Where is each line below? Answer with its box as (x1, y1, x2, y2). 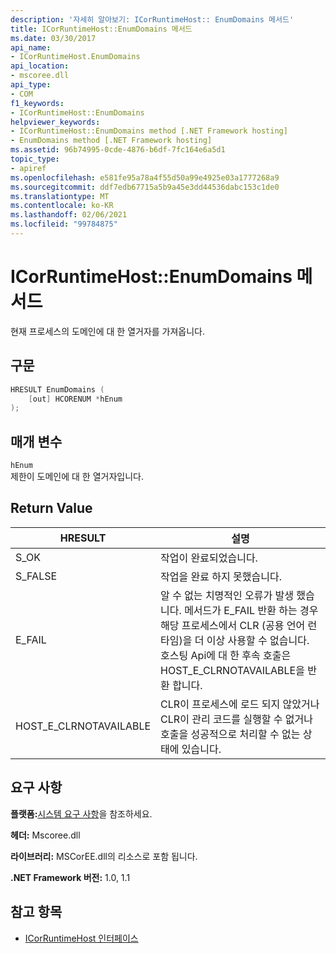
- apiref (10, 163, 47, 173)
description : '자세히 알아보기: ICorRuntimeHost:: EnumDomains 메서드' (10, 14, 295, 25)
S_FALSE (15, 569, 58, 583)
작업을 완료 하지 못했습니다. (160, 569, 282, 583)
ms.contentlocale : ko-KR (10, 201, 114, 211)
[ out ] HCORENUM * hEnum (28, 394, 123, 404)
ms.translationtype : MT (10, 191, 110, 201)
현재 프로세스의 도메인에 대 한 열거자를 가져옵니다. (10, 325, 206, 337)
